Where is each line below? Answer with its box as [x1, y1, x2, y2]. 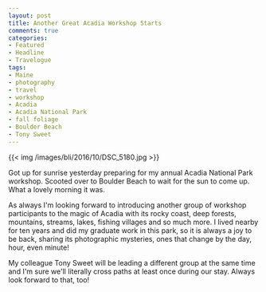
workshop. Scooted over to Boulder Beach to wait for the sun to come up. [8, 176, 250, 186]
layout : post [8, 11, 52, 20]
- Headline [8, 49, 45, 57]
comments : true [8, 26, 59, 34]
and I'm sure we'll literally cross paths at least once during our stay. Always [8, 266, 256, 276]
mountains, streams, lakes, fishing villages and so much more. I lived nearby [8, 217, 259, 227]
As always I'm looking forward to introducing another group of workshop [8, 200, 247, 210]
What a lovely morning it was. [8, 184, 106, 194]
